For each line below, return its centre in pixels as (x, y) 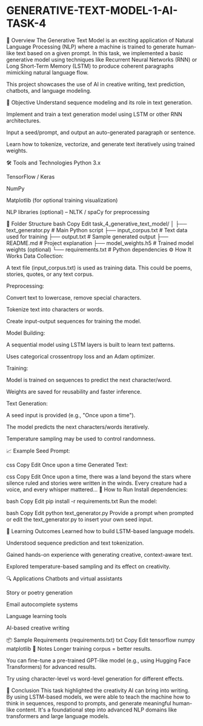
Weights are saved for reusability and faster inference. (74, 391)
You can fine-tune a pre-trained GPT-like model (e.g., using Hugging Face (98, 660)
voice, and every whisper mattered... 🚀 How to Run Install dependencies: (97, 489)
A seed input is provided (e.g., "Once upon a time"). (71, 415)
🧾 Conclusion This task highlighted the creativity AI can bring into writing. (98, 690)
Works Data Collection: (35, 256)
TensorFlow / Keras (31, 176)
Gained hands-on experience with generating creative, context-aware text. (99, 554)
